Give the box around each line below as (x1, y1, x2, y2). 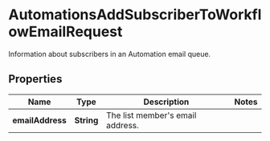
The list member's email (105, 110, 197, 121)
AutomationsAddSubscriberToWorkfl (8, 6, 262, 24)
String (74, 115, 99, 126)
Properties (8, 72, 63, 86)
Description (143, 96, 190, 107)
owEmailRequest (8, 22, 123, 41)
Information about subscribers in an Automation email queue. (8, 49, 211, 58)
